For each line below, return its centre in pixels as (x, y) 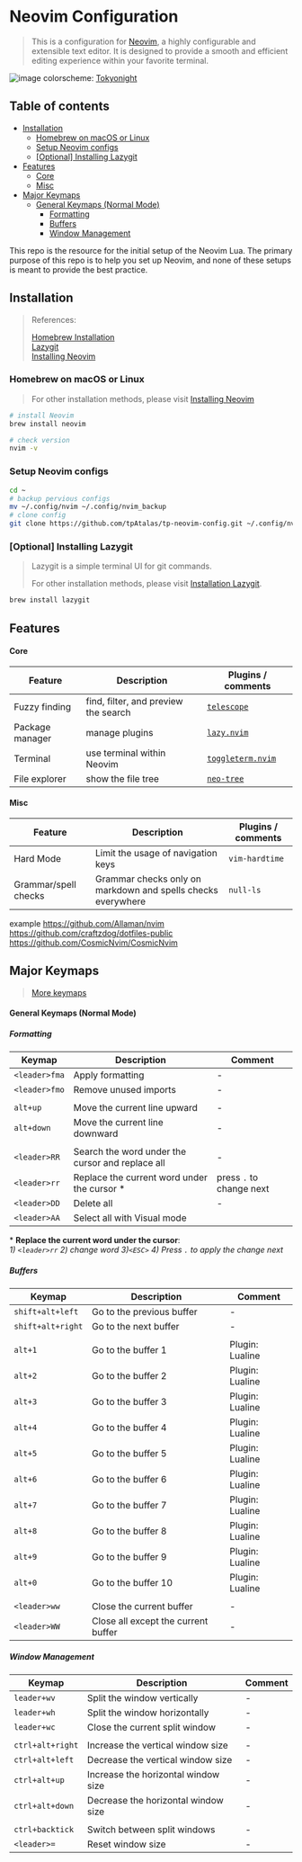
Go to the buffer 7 (129, 1506)
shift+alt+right (49, 1327)
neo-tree (225, 779)
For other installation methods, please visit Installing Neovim (142, 398)
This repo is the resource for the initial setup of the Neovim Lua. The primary (151, 250)
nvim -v (24, 448)
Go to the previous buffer (144, 1312)
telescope (227, 707)
